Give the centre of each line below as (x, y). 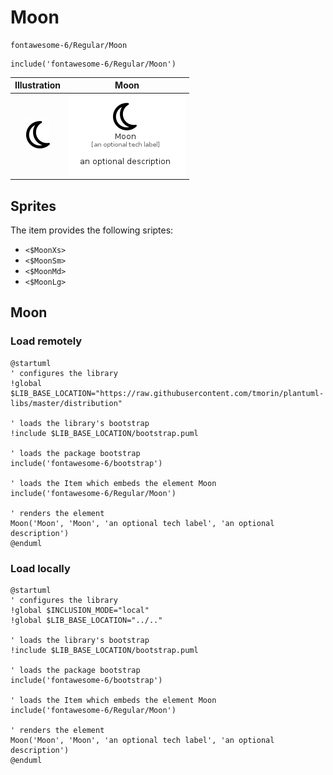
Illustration (38, 85)
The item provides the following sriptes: (92, 230)
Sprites (33, 206)
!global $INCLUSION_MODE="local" (80, 610)
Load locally (40, 568)
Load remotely (46, 341)
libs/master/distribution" (66, 403)
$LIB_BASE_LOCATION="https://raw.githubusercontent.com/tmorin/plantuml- (167, 393)
